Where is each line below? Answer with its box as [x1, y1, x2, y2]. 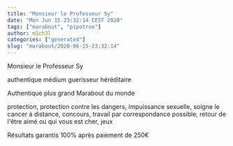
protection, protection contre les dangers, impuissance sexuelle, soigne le [7, 103, 220, 110]
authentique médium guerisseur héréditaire [7, 75, 132, 84]
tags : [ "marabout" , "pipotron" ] [7, 23, 101, 30]
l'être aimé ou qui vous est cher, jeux [7, 117, 113, 126]
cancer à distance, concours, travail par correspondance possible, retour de [7, 110, 227, 118]
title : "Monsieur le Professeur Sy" [7, 10, 114, 17]
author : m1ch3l [7, 29, 52, 37]
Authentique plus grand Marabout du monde [7, 89, 135, 97]
